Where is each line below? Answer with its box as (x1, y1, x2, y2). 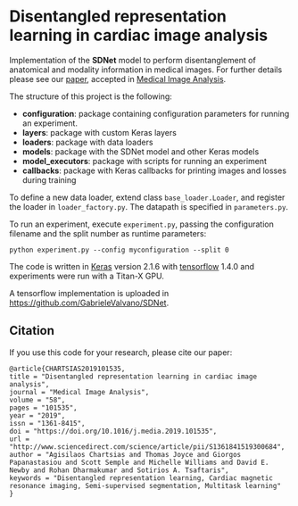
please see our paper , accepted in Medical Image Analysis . (9, 73, 227, 84)
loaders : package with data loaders (21, 137, 153, 147)
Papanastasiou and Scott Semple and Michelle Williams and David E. (9, 458, 269, 467)
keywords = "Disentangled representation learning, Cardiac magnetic (9, 473, 274, 483)
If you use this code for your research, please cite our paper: (9, 346, 233, 358)
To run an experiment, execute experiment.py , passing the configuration (9, 219, 274, 229)
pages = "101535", (9, 403, 78, 412)
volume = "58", (9, 395, 66, 404)
